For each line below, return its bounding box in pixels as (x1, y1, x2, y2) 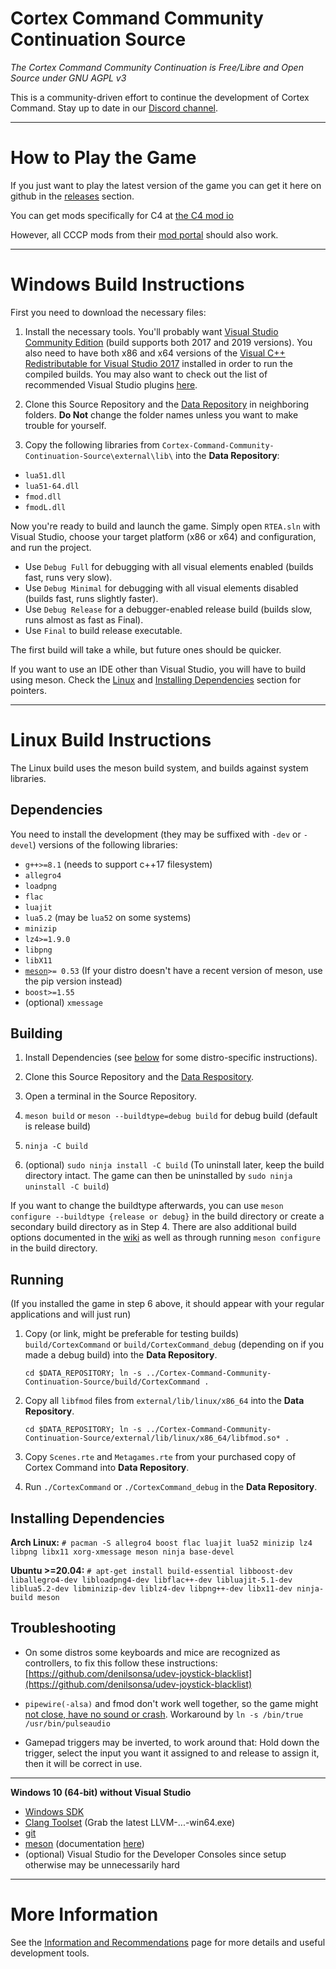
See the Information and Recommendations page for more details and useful (10, 1936, 326, 1948)
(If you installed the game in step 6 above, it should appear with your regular (10, 1298, 325, 1310)
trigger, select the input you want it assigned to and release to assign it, (24, 1747, 320, 1759)
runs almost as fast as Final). (24, 613, 144, 626)
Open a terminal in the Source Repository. (24, 1090, 198, 1102)
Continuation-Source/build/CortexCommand (24, 1377, 200, 1387)
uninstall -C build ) (24, 1180, 110, 1192)
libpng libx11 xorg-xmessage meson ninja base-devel (10, 1547, 235, 1557)
